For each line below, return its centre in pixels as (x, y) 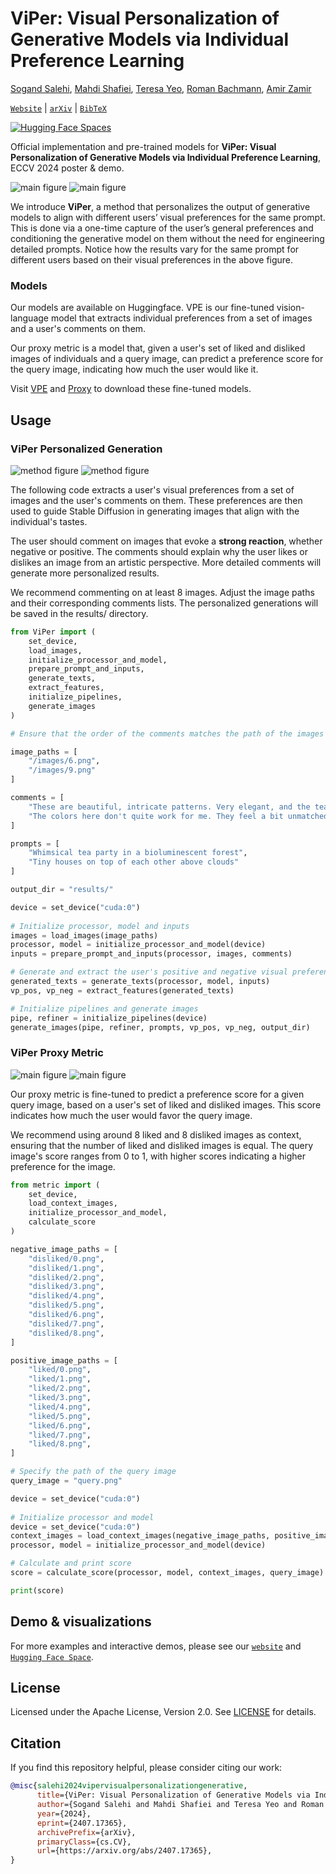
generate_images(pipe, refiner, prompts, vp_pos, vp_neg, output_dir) (160, 1027)
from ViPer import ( (53, 632)
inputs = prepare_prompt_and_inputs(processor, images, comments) (151, 954)
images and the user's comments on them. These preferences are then (156, 500)
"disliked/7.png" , (66, 1323)
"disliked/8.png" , (66, 1333)
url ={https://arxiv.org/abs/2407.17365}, (124, 1851)
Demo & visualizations (81, 1622)
